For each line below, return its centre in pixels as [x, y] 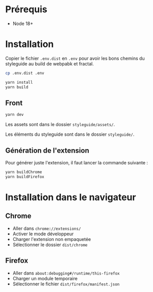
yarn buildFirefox [25, 177]
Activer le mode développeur [43, 234]
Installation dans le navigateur [71, 197]
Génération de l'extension [47, 150]
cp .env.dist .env [25, 73]
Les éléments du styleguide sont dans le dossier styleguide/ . [70, 134]
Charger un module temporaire [45, 278]
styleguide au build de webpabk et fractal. [50, 64]
